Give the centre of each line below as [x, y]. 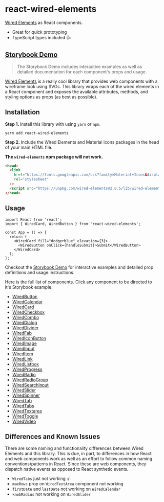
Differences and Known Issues [52, 436]
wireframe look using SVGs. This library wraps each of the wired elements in [82, 86]
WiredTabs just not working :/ [41, 479]
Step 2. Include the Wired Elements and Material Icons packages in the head [82, 142]
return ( [18, 237]
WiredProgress [27, 369]
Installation [22, 112]
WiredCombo [25, 317]
